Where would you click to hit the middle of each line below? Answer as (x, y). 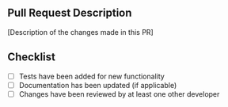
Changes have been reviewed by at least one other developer (119, 94)
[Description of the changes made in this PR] (80, 32)
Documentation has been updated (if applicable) (98, 85)
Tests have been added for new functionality (92, 76)
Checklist (32, 57)
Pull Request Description (70, 13)
